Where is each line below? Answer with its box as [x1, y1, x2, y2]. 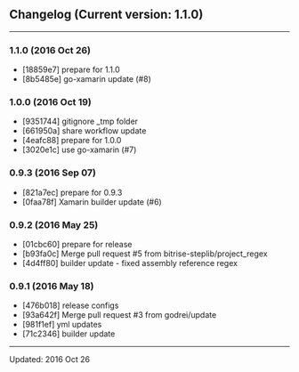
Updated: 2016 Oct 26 [9, 354, 91, 365]
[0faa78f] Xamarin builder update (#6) [21, 196, 162, 207]
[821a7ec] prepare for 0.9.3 [21, 187, 123, 198]
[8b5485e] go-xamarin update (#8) [21, 74, 151, 85]
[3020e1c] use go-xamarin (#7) [21, 144, 137, 155]
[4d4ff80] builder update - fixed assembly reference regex [21, 258, 238, 268]
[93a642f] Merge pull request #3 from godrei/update [21, 310, 217, 320]
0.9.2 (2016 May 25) [9, 218, 99, 230]
